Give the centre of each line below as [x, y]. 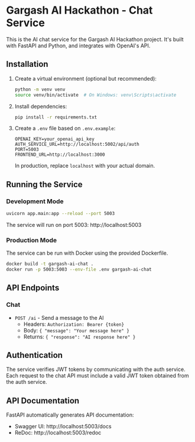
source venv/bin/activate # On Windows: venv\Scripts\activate [95, 95]
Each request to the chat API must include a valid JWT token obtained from [97, 376]
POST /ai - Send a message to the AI [59, 318]
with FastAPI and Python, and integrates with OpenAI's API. [78, 46]
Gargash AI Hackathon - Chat [79, 10]
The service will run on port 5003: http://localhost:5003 [74, 225]
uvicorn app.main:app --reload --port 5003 [61, 214]
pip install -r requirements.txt [56, 117]
